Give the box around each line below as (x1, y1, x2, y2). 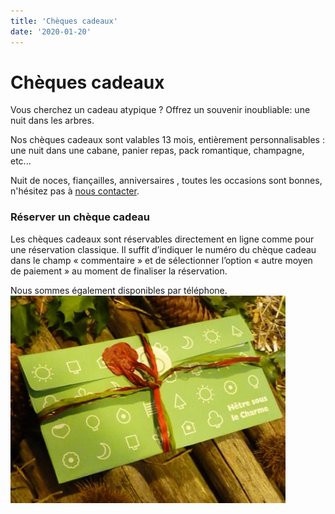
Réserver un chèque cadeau (10, 210, 151, 224)
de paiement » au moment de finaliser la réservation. (10, 265, 228, 277)
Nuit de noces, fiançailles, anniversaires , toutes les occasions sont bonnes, (10, 175, 323, 187)
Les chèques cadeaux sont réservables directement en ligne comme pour (10, 233, 315, 245)
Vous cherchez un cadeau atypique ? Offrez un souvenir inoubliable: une (10, 104, 311, 116)
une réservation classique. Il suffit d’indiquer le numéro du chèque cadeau (10, 243, 317, 255)
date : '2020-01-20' (10, 26, 92, 37)
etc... (10, 155, 32, 167)
